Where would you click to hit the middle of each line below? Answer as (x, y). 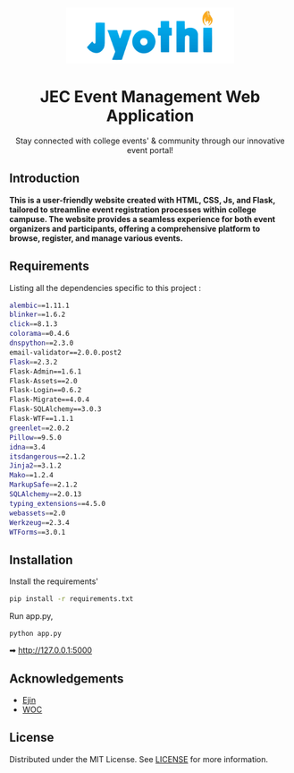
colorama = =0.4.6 (39, 334)
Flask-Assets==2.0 (43, 381)
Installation (41, 559)
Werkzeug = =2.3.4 (39, 522)
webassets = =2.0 (38, 513)
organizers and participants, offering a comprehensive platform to (135, 228)
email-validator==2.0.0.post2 (66, 352)
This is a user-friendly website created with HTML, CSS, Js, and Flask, (142, 200)
